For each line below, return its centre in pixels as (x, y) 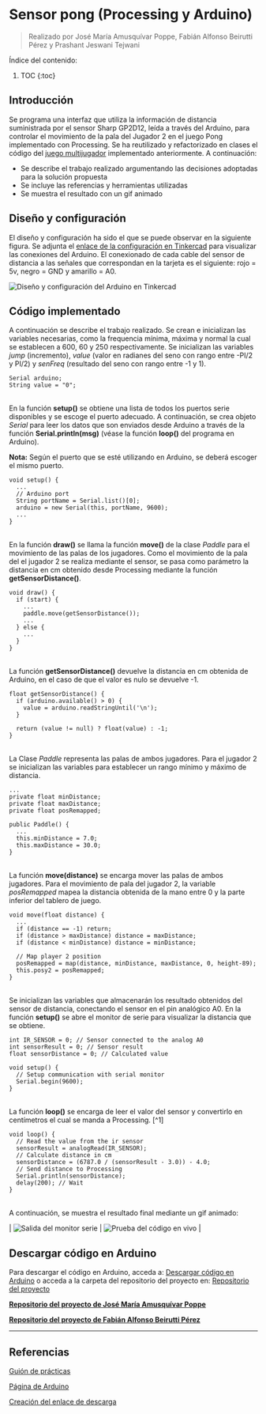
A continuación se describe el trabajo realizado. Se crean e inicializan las (127, 331)
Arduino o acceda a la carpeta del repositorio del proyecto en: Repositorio (129, 1281)
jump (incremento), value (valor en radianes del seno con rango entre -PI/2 (131, 355)
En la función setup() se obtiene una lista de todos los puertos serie (119, 408)
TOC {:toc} (38, 75)
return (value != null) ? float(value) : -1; (92, 729)
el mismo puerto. (36, 466)
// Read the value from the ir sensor (80, 1142)
